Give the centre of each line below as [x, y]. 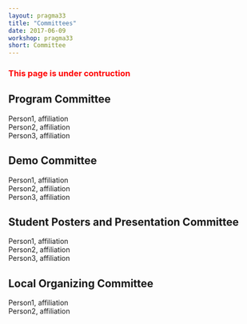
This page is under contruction [69, 74]
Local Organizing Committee [81, 284]
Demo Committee [53, 161]
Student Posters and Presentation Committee [124, 222]
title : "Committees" [43, 23]
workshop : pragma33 [41, 38]
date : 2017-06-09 [37, 30]
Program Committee [60, 100]
